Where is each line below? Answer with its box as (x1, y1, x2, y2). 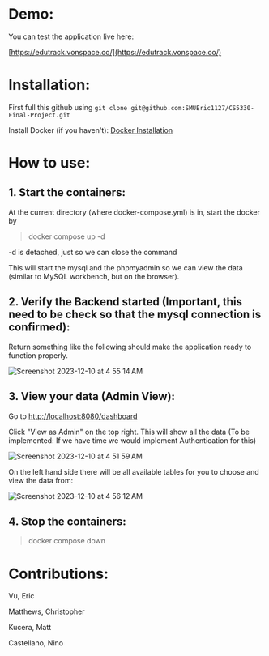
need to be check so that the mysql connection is (8, 308, 262, 322)
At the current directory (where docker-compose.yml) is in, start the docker (8, 207, 261, 217)
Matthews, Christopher (8, 607, 85, 616)
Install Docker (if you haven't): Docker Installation (8, 125, 173, 134)
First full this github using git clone (8, 102, 128, 112)
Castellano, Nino (8, 638, 63, 648)
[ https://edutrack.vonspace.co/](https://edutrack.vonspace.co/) (8, 47, 222, 57)
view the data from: (8, 475, 74, 485)
